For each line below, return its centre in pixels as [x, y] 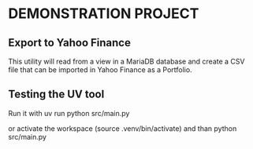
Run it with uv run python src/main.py [69, 113]
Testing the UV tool [56, 94]
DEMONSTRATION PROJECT [104, 14]
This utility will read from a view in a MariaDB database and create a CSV [126, 61]
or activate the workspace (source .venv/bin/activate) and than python [123, 128]
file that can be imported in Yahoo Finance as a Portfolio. [100, 70]
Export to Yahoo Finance [70, 43]
